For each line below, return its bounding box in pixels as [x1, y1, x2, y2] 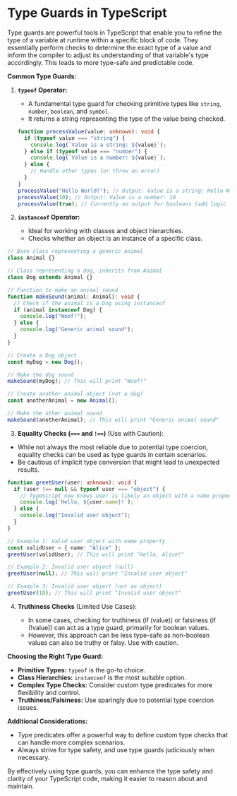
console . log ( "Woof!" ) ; [20, 313, 87, 320]
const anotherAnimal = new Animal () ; [7, 397, 119, 404]
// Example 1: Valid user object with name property [7, 537, 166, 545]
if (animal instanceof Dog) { [13, 306, 102, 314]
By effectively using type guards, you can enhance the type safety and [7, 766, 213, 775]
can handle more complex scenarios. [17, 738, 126, 747]
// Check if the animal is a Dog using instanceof [13, 299, 166, 307]
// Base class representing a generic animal [7, 248, 143, 255]
